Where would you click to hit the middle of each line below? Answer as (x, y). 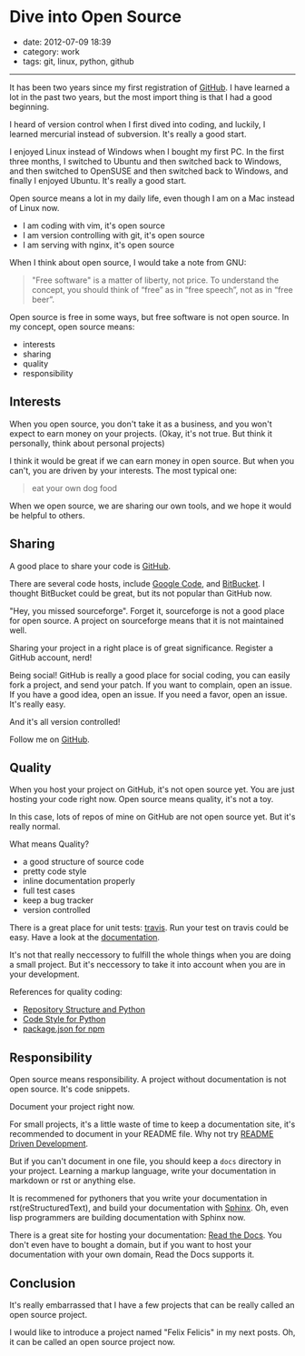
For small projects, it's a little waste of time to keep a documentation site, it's (152, 1124)
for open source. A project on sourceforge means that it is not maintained (147, 620)
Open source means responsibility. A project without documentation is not (148, 1080)
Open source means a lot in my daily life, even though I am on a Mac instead (152, 198)
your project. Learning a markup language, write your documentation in (143, 1171)
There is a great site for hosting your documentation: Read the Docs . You (146, 1235)
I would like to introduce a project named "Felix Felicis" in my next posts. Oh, (152, 1332)
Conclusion (43, 1283)
